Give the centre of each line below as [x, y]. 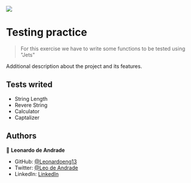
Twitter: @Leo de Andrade [46, 168]
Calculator [27, 111]
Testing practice [47, 33]
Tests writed [29, 85]
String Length [31, 99]
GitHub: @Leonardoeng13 [46, 161]
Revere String [31, 105]
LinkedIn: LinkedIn [37, 174]
